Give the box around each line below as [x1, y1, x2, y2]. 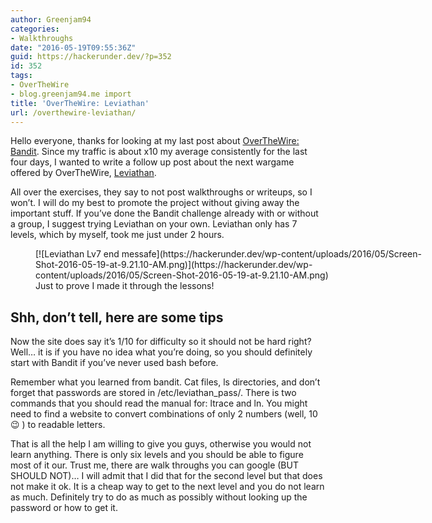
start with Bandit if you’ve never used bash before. [10, 357, 219, 369]
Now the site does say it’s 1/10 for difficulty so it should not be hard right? [10, 336, 312, 348]
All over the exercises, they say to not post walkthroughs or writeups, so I [10, 186, 313, 198]
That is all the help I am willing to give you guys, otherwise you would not [10, 438, 312, 450]
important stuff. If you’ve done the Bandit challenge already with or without [10, 207, 319, 220]
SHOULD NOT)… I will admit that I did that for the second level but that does [10, 470, 323, 482]
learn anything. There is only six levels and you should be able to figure [10, 449, 304, 461]
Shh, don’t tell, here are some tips [10, 309, 224, 326]
